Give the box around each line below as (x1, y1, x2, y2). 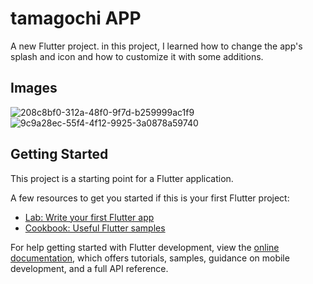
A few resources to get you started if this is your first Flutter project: (10, 192, 290, 204)
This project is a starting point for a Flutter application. (10, 172, 234, 184)
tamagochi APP (10, 7, 142, 30)
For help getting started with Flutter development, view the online (10, 241, 280, 253)
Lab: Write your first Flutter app (24, 211, 155, 223)
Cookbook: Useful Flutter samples (24, 222, 166, 234)
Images (10, 80, 58, 97)
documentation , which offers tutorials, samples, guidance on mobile (10, 252, 290, 264)
